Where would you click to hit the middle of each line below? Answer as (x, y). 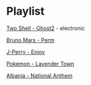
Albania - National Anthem (39, 75)
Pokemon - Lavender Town (40, 64)
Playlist (25, 11)
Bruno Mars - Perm (31, 40)
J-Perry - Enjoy (26, 52)
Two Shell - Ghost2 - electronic (46, 28)
